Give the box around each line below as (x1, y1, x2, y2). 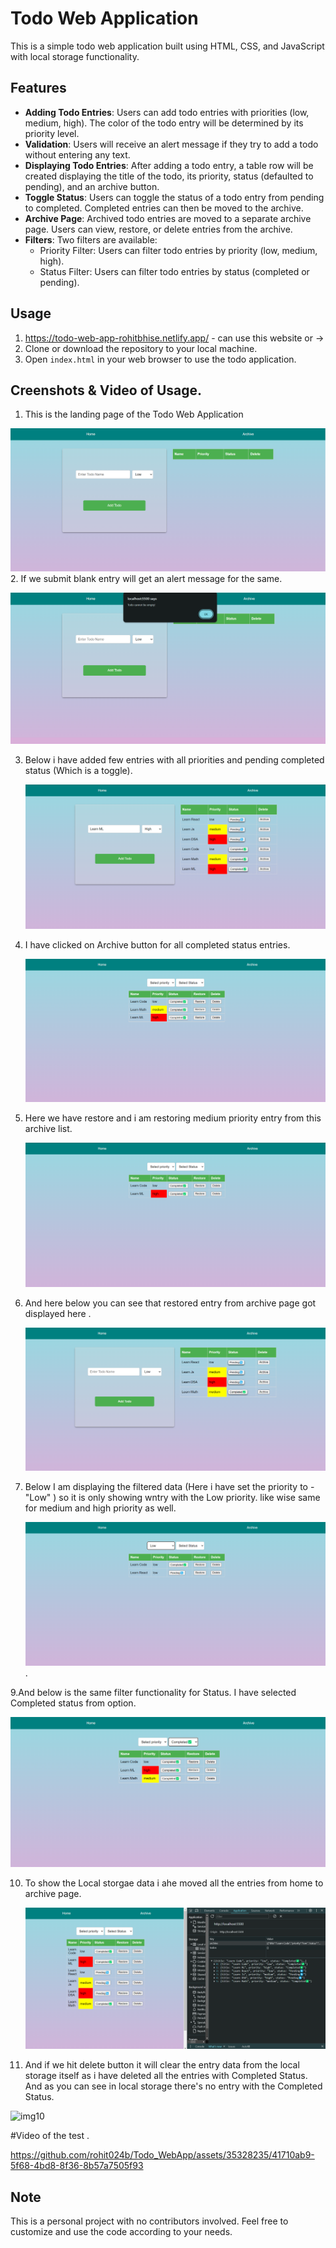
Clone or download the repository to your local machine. (24, 342, 258, 354)
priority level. (24, 127, 80, 139)
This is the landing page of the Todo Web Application (24, 408, 244, 421)
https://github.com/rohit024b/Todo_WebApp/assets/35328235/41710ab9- (10, 2149, 315, 2161)
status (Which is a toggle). (24, 764, 133, 776)
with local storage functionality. (10, 50, 140, 62)
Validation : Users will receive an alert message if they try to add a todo (24, 138, 319, 150)
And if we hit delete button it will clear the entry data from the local (24, 2059, 300, 2071)
